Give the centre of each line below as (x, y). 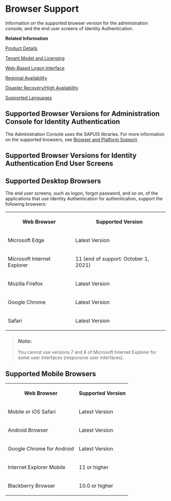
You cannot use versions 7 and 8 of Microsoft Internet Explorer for (87, 352)
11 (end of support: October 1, (112, 258)
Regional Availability (26, 78)
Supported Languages (29, 98)
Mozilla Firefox (25, 283)
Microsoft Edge (26, 240)
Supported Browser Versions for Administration (82, 114)
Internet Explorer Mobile (37, 467)
